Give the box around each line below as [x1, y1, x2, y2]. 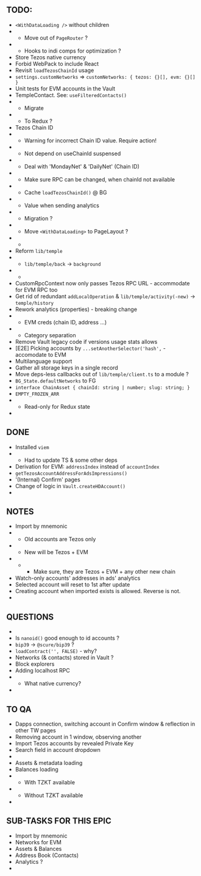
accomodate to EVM [15, 351, 67, 358]
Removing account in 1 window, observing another [15, 733, 142, 741]
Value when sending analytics [24, 202, 99, 209]
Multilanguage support [15, 357, 72, 365]
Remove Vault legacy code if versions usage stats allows [15, 338, 158, 345]
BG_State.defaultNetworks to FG [15, 377, 96, 384]
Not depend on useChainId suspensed [24, 150, 121, 157]
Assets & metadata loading [15, 759, 83, 767]
